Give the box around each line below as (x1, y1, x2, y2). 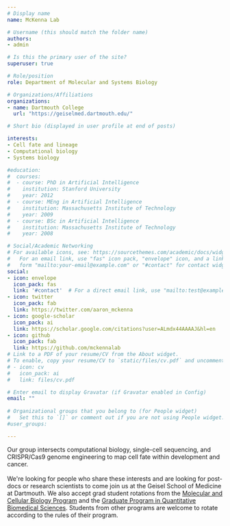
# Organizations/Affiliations (7, 91, 94, 98)
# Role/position (7, 73, 53, 79)
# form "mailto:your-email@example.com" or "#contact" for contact (7, 262, 210, 268)
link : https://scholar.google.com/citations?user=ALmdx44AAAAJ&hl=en (13, 325, 216, 332)
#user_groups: (7, 421, 48, 427)
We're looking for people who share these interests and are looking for (7, 474, 206, 483)
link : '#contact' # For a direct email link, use (13, 287, 161, 295)
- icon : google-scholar (7, 312, 75, 319)
